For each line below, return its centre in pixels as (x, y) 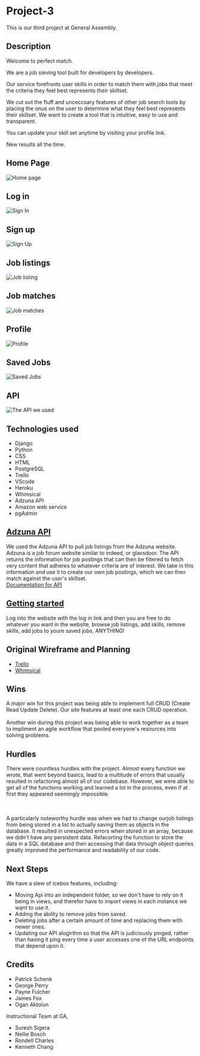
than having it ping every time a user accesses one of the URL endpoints (104, 939)
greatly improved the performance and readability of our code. (83, 850)
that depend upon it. (40, 946)
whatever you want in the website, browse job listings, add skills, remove (96, 624)
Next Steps (27, 869)
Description (28, 46)
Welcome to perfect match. (40, 60)
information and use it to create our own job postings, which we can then (96, 572)
